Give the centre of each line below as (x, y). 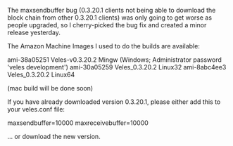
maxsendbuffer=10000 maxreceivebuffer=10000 (78, 123)
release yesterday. (34, 32)
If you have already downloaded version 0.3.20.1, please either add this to (114, 102)
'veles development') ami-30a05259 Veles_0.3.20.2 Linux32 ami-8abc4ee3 (117, 67)
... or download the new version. (54, 137)
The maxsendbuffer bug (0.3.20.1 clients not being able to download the (112, 10)
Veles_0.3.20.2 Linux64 (41, 74)
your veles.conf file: (36, 109)
